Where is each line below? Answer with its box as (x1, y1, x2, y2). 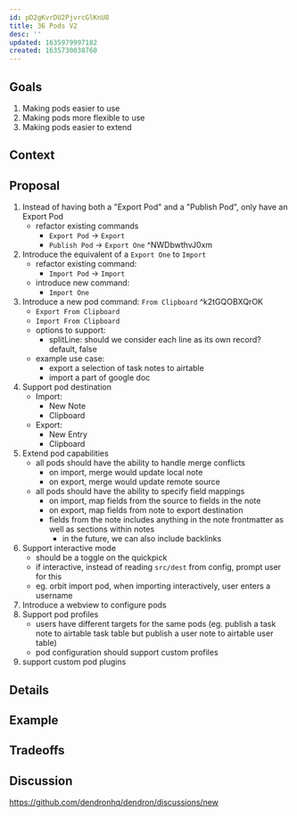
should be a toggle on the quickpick (35, 552, 168, 563)
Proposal (9, 177, 61, 193)
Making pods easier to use (21, 103, 120, 113)
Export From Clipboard (35, 308, 120, 317)
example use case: (35, 353, 105, 364)
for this (35, 572, 62, 582)
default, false (48, 344, 98, 355)
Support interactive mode (21, 543, 117, 554)
